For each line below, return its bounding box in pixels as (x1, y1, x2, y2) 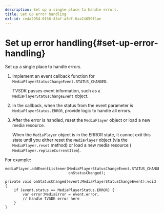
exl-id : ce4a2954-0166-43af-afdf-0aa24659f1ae (5, 16, 102, 21)
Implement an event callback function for (12, 73, 95, 79)
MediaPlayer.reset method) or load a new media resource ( (12, 142, 132, 148)
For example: (5, 157, 32, 163)
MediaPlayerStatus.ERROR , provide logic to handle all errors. (12, 108, 132, 114)
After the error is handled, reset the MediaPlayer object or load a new (12, 117, 151, 123)
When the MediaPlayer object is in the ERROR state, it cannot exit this (12, 132, 151, 138)
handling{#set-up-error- (56, 37, 159, 48)
